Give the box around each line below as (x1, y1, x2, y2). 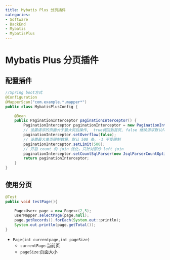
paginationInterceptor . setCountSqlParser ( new (23, 151, 121, 156)
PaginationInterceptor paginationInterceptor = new (23, 123, 135, 128)
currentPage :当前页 (20, 242, 60, 248)
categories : (5, 12, 30, 17)
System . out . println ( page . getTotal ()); (14, 222, 96, 227)
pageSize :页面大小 (20, 248, 58, 254)
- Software (5, 17, 28, 22)
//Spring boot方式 (5, 90, 42, 95)
